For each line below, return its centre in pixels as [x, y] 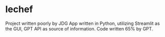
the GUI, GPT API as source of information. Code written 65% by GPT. [79, 28]
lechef [19, 9]
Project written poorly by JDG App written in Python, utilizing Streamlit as [82, 23]
